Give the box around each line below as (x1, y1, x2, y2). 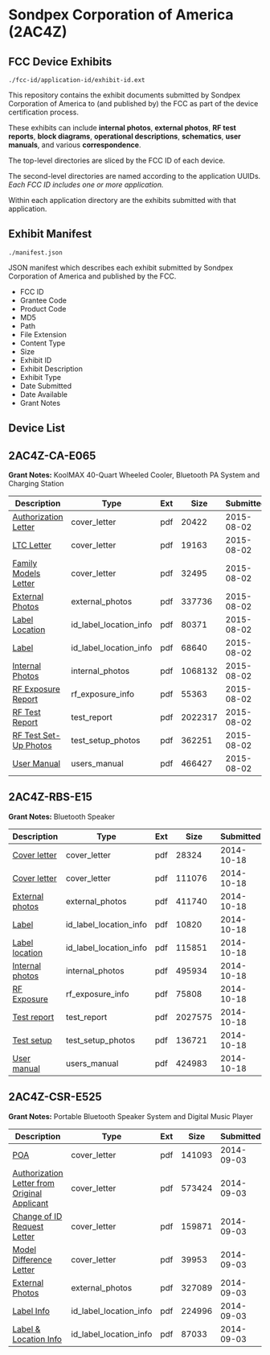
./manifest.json (8, 248, 63, 257)
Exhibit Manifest (8, 227, 92, 241)
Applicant (12, 1197, 49, 1208)
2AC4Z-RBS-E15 (8, 791, 92, 804)
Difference (12, 1254, 52, 1265)
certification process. (8, 107, 79, 117)
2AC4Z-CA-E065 (8, 448, 96, 462)
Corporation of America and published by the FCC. (8, 271, 177, 281)
